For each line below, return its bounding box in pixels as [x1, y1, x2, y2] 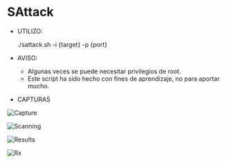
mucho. [27, 81, 50, 90]
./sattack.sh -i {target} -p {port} [17, 40, 107, 48]
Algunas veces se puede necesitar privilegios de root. [27, 67, 181, 75]
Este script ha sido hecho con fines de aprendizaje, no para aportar [27, 74, 220, 83]
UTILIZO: [17, 27, 43, 35]
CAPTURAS [17, 95, 51, 104]
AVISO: [17, 53, 38, 62]
